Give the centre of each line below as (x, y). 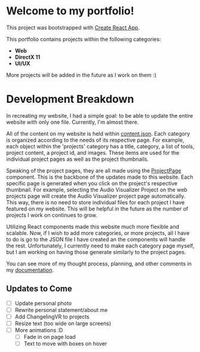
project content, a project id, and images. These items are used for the (93, 152)
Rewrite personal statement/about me (61, 310)
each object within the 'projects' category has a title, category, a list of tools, (100, 146)
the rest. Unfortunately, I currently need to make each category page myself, (100, 246)
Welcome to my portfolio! (70, 11)
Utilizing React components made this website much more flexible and (93, 226)
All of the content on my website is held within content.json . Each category (98, 133)
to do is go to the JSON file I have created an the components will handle (96, 239)
